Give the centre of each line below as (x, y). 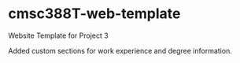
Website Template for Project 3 (58, 35)
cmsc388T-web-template (94, 14)
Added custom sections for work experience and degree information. (120, 50)
